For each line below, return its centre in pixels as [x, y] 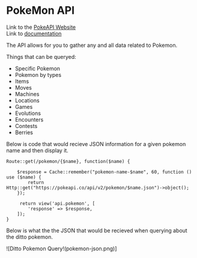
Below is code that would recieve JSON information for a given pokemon [96, 144]
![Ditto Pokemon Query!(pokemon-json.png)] [62, 248]
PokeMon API [41, 11]
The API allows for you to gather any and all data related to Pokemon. [92, 45]
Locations [27, 100]
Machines [27, 94]
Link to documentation [34, 33]
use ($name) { [24, 177]
